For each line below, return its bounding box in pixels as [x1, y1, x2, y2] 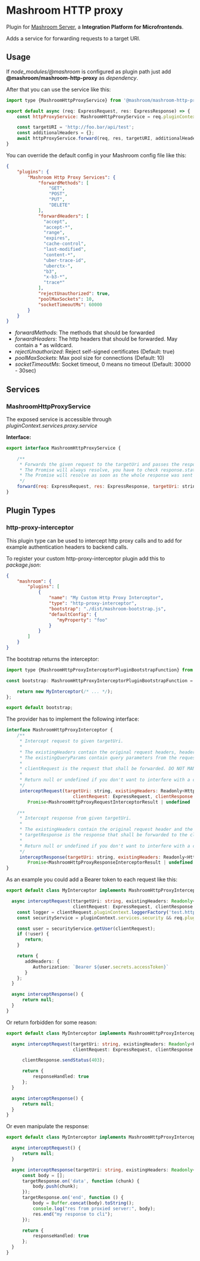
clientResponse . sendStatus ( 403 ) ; [21, 1057, 105, 1063]
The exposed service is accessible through [6, 415, 112, 423]
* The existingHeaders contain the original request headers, [19, 749, 177, 755]
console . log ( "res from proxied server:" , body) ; [32, 1206, 156, 1212]
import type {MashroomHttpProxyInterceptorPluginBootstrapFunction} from [6, 667, 193, 673]
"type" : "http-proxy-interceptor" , [48, 600, 137, 606]
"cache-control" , [43, 241, 86, 247]
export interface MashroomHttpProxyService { [6, 445, 121, 451]
